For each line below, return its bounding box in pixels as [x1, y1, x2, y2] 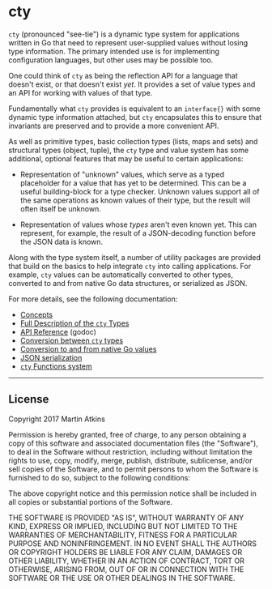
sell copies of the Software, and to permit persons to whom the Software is [8, 464, 259, 474]
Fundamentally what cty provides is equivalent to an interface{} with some [8, 104, 261, 113]
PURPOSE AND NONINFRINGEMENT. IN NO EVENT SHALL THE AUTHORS [8, 538, 257, 548]
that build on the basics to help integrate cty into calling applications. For [8, 261, 252, 271]
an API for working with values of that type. [8, 87, 153, 97]
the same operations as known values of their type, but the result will [19, 195, 251, 205]
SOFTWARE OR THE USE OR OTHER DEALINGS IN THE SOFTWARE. [8, 573, 236, 583]
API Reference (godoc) [19, 327, 97, 336]
